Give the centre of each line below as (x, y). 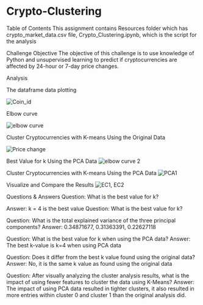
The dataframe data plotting (41, 89)
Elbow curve (22, 113)
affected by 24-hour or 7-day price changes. (62, 66)
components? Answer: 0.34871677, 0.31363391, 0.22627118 (81, 227)
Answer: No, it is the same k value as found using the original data (89, 263)
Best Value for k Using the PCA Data (52, 161)
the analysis (21, 41)
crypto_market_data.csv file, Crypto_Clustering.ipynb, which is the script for (101, 34)
